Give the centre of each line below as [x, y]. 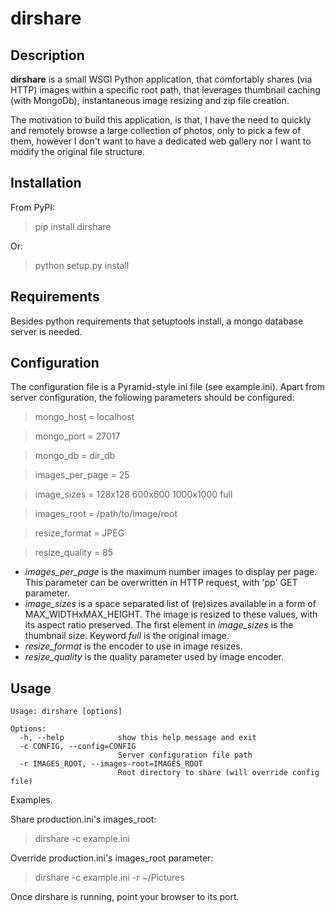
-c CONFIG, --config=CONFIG [78, 747]
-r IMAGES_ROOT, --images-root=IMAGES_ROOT [111, 764]
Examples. [31, 800]
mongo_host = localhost [84, 417]
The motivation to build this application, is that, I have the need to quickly [161, 120]
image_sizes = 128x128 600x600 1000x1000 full [133, 494]
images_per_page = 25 [82, 475]
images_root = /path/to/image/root [106, 514]
